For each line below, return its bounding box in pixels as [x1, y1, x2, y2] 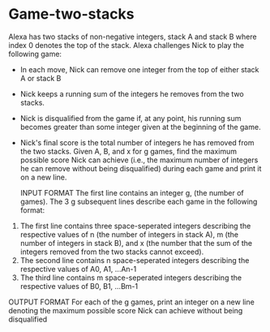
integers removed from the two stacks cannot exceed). [19, 247, 204, 257]
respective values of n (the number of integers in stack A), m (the [19, 229, 239, 239]
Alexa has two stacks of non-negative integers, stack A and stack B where [8, 32, 257, 41]
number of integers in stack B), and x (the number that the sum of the [19, 238, 253, 248]
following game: [8, 49, 62, 58]
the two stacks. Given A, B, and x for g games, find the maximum [19, 146, 238, 156]
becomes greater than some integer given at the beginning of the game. [19, 122, 261, 132]
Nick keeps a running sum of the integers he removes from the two [19, 88, 245, 98]
